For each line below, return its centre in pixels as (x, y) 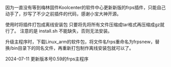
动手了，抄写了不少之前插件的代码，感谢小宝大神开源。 (63, 14)
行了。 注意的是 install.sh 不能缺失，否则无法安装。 (59, 31)
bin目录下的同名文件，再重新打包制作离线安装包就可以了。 (73, 48)
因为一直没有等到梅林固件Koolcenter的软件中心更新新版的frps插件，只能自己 (85, 7)
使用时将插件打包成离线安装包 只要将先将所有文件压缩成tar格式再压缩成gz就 (85, 25)
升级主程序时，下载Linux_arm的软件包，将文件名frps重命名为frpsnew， (80, 42)
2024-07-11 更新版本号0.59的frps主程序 (47, 59)
